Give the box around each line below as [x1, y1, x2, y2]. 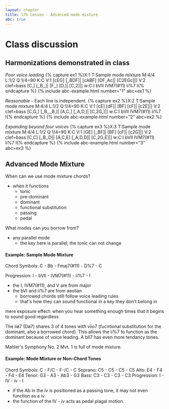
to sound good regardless [5, 314, 59, 320]
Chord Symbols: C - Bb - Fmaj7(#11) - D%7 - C [5, 263, 102, 269]
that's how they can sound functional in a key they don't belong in [20, 298, 157, 304]
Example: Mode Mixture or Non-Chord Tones [5, 355, 101, 362]
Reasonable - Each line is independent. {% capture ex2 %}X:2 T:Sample [5, 98, 155, 104]
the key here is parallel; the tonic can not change [20, 240, 122, 246]
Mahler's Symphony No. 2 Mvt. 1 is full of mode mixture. [5, 344, 122, 350]
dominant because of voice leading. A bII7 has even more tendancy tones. [5, 334, 159, 340]
